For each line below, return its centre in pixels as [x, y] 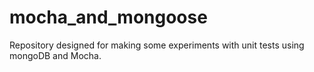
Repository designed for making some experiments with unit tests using [157, 45]
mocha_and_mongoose [108, 17]
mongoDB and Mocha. [55, 55]
